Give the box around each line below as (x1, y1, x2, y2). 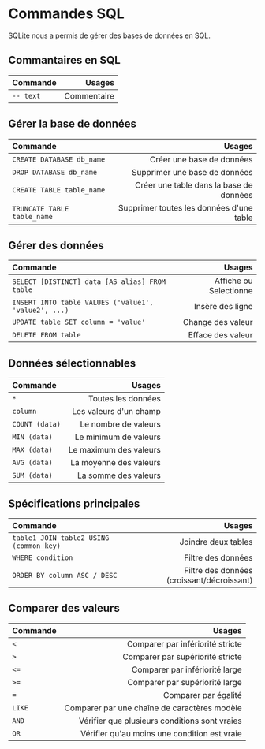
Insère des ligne (193, 301, 253, 312)
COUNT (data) (12, 419, 62, 429)
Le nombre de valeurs (80, 419, 162, 430)
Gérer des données (8, 238, 104, 252)
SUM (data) (12, 471, 53, 480)
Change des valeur (182, 317, 253, 328)
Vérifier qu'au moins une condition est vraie (80, 728, 242, 739)
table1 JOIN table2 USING (12, 534, 110, 542)
